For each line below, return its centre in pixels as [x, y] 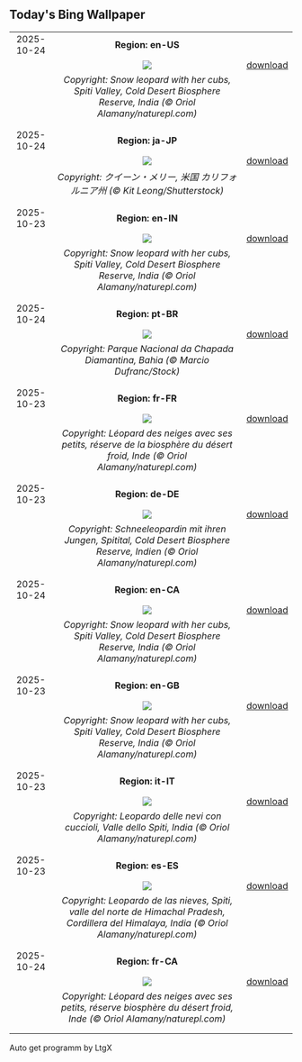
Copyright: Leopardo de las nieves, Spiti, [147, 900]
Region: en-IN [147, 218]
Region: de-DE [147, 494]
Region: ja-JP [147, 141]
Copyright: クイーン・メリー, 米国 [128, 177]
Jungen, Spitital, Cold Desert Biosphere [147, 540]
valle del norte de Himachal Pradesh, [147, 912]
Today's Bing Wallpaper [77, 15]
